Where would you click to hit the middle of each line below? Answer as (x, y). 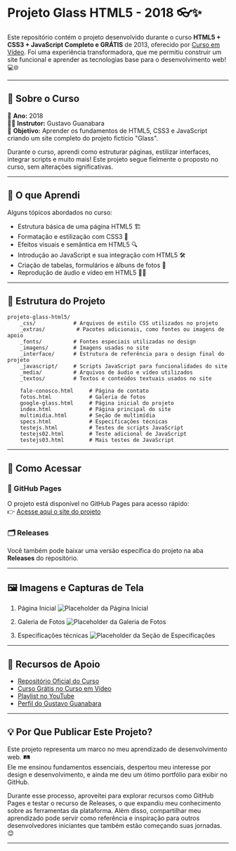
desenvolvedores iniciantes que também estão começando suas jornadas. (115, 825)
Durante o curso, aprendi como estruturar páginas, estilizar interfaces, (109, 152)
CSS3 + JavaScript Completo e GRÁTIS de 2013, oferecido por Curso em (114, 44)
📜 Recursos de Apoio (54, 664)
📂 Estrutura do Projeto (56, 301)
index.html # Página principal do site (96, 410)
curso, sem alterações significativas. (60, 167)
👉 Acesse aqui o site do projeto (54, 512)
